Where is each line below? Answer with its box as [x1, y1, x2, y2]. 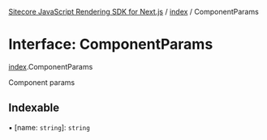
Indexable [8, 101, 60, 115]
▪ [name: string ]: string [8, 122, 91, 132]
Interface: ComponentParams [8, 36, 213, 53]
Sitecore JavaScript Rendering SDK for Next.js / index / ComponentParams [8, 7, 260, 16]
